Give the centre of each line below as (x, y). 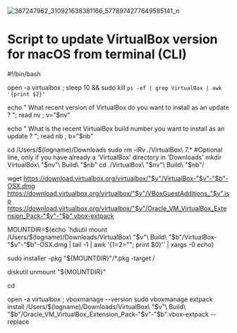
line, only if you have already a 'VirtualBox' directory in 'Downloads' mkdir (115, 157)
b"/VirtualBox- (196, 237)
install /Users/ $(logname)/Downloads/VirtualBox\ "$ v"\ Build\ (97, 306)
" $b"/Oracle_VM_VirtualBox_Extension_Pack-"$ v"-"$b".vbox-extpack (108, 314)
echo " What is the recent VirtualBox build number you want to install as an (116, 128)
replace (18, 322)
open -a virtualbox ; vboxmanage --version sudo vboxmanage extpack (110, 299)
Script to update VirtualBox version (113, 40)
